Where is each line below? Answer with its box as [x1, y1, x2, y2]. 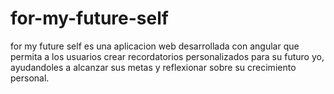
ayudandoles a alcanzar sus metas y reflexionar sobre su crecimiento [10, 61, 297, 73]
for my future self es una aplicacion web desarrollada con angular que [10, 40, 300, 52]
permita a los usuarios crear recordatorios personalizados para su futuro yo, [10, 50, 325, 62]
